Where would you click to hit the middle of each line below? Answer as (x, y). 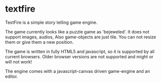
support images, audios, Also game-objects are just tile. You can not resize (81, 37)
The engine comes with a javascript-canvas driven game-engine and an (78, 71)
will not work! (19, 62)
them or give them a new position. (39, 42)
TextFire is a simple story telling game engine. (51, 22)
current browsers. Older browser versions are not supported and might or (79, 56)
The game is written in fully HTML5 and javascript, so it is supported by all (80, 51)
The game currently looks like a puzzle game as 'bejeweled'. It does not (77, 32)
